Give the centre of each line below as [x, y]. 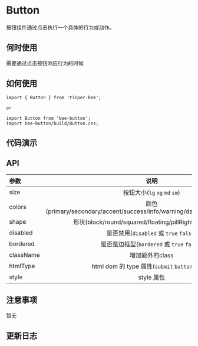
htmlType [22, 266]
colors [18, 207]
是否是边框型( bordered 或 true [142, 244]
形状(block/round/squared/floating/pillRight [133, 222]
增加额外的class [151, 255]
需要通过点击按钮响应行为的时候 [45, 63]
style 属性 [152, 277]
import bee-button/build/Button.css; [52, 123]
